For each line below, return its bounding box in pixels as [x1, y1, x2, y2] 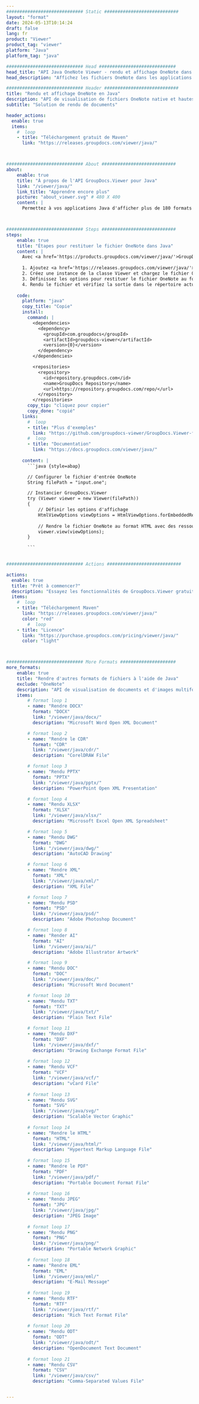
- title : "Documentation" [27, 441, 92, 447]
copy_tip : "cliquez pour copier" [27, 403, 110, 409]
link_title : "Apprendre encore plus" [17, 189, 110, 195]
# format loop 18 [27, 1257, 70, 1263]
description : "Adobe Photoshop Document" [32, 916, 136, 922]
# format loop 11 [27, 1026, 70, 1031]
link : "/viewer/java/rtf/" [32, 1306, 99, 1313]
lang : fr [6, 31, 28, 37]
